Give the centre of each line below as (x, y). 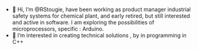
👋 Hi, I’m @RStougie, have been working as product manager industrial (101, 9)
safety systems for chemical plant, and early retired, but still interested (101, 16)
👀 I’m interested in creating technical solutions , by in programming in (99, 35)
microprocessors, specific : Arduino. (58, 29)
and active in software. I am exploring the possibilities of (83, 22)
